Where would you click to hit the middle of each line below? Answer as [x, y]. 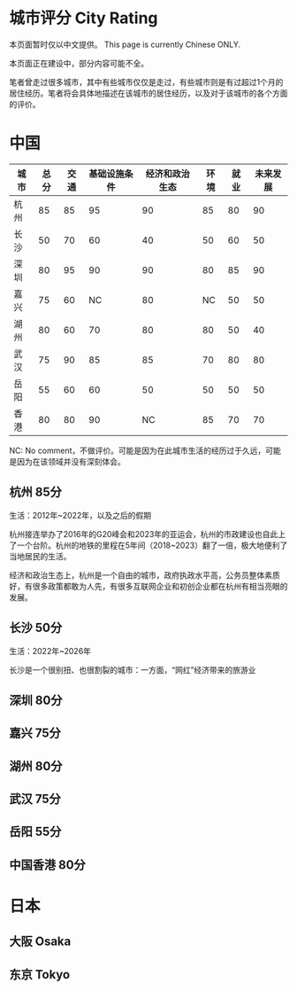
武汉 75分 [35, 799]
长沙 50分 [36, 628]
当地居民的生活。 [40, 556]
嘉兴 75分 [35, 733]
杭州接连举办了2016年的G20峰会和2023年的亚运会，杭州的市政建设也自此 [144, 534]
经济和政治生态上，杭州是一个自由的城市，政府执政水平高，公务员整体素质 [145, 575]
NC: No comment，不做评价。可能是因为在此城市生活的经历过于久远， [137, 450]
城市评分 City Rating [84, 18]
